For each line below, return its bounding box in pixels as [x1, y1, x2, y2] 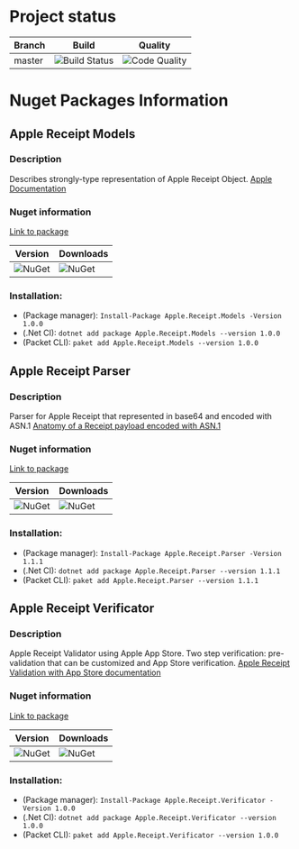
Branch [14, 39, 46, 51]
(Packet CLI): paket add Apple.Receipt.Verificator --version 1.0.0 [22, 829, 279, 840]
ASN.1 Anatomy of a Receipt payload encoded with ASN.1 [9, 421, 222, 432]
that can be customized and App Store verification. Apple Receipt [47, 658, 290, 669]
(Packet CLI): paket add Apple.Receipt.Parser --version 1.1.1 [22, 574, 259, 585]
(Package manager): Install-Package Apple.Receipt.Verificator [22, 794, 266, 805]
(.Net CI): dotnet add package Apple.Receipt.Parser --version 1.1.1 [22, 565, 281, 576]
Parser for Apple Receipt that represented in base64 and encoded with [9, 411, 273, 422]
